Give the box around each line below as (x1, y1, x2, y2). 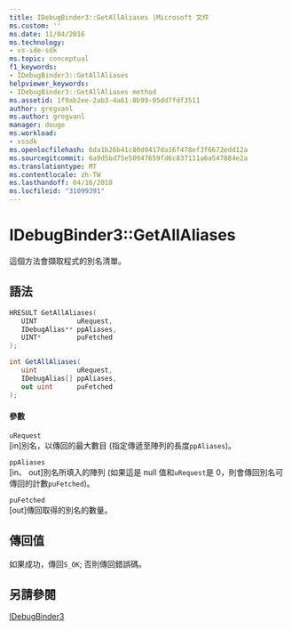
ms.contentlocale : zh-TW (9, 170, 101, 179)
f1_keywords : (9, 63, 58, 72)
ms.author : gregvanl (9, 112, 86, 121)
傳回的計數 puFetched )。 (9, 478, 95, 489)
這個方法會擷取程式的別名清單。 (9, 255, 126, 266)
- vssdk (9, 137, 38, 146)
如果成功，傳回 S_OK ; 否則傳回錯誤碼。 (9, 558, 146, 569)
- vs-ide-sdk (9, 46, 58, 55)
